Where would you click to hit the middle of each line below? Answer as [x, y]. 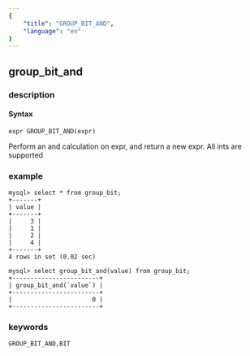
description [32, 94]
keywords [28, 327]
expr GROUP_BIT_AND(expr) [52, 131]
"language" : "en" [52, 31]
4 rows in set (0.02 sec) [52, 257]
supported [26, 154]
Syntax [21, 114]
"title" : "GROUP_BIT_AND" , [69, 24]
